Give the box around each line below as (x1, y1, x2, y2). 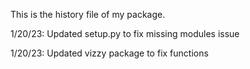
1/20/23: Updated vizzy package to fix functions (10, 47, 209, 59)
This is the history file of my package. (10, 9, 166, 20)
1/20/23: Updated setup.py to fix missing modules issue (10, 28, 240, 39)
